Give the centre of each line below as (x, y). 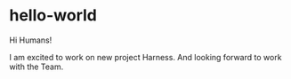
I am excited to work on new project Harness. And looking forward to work (145, 57)
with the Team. (36, 67)
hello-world (53, 16)
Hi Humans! (31, 40)
